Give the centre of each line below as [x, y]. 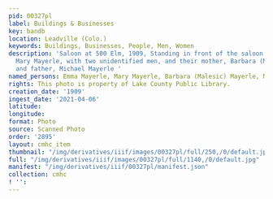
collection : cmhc [38, 175]
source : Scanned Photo [47, 129]
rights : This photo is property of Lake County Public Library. [119, 84]
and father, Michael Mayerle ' [69, 69]
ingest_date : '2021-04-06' [54, 99]
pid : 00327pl [30, 16]
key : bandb [27, 31]
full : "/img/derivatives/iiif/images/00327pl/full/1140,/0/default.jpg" [134, 159]
